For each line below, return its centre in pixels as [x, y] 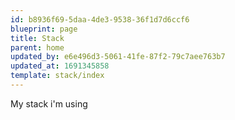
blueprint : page [44, 29]
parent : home [37, 47]
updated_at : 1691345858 [60, 66]
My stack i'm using [49, 103]
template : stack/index [57, 76]
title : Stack [37, 38]
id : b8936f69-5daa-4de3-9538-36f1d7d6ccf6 [100, 19]
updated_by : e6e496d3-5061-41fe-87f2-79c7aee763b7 [118, 57]
